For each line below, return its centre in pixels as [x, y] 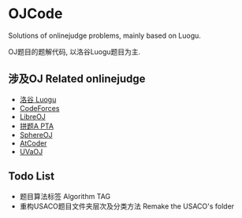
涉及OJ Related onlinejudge [77, 79]
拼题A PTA [36, 126]
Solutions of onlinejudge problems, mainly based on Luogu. [104, 35]
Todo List [32, 177]
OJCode [35, 14]
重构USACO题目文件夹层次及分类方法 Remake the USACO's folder [127, 206]
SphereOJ [36, 135]
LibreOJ [32, 116]
